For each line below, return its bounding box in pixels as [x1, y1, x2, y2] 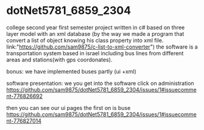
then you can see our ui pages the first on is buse [6, 104, 131, 111]
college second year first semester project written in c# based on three [6, 24, 185, 31]
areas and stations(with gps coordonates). [6, 56, 113, 63]
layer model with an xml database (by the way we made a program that [6, 30, 185, 37]
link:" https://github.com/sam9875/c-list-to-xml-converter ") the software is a [6, 43, 198, 50]
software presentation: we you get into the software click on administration [6, 80, 194, 87]
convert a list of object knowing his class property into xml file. [6, 36, 164, 44]
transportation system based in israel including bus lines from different [6, 49, 184, 56]
